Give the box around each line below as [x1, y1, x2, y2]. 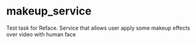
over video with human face [6, 30, 76, 38]
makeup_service [6, 4, 92, 18]
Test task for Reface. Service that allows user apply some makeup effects [6, 24, 191, 31]
